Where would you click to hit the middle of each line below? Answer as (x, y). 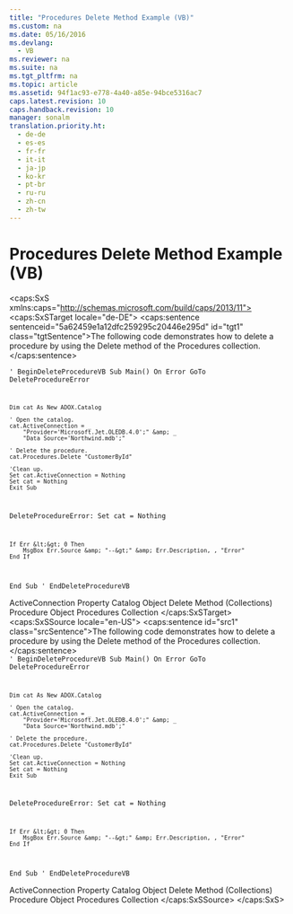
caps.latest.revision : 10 (57, 101)
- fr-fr (32, 151)
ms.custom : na (36, 26)
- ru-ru (32, 193)
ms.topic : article (43, 84)
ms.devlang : (31, 43)
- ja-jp (32, 168)
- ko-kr (32, 176)
